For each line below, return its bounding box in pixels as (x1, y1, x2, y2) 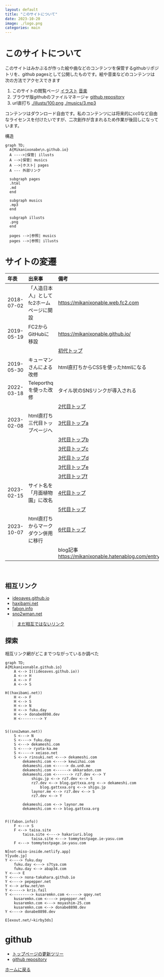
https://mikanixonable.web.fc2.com (58, 300, 139, 306)
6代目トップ (58, 526, 86, 533)
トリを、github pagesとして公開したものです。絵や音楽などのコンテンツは (5, 72, 155, 77)
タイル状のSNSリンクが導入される (58, 387, 137, 394)
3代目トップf (58, 473, 88, 479)
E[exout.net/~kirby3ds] (5, 918, 54, 923)
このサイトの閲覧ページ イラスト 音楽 (12, 88, 88, 94)
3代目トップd (58, 454, 89, 461)
